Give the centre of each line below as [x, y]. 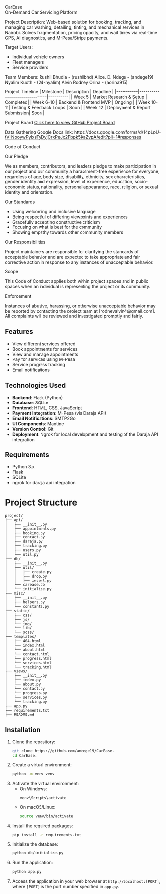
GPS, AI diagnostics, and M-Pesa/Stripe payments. [57, 38]
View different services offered [44, 344]
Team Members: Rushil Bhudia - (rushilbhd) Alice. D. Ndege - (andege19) [79, 77]
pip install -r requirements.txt [47, 835]
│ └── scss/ [20, 632]
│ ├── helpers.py [25, 602]
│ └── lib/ [19, 628]
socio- [141, 182]
